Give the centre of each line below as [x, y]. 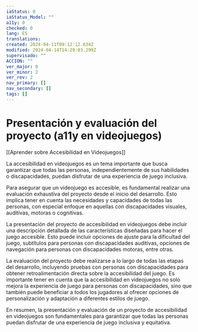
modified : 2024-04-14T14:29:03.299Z [51, 50]
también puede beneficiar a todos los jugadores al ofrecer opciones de [92, 292]
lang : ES [17, 34]
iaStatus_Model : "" [30, 17]
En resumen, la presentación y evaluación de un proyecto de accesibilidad [97, 310]
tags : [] [17, 94]
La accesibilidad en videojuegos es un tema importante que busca [87, 164]
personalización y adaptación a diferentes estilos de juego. [78, 298]
